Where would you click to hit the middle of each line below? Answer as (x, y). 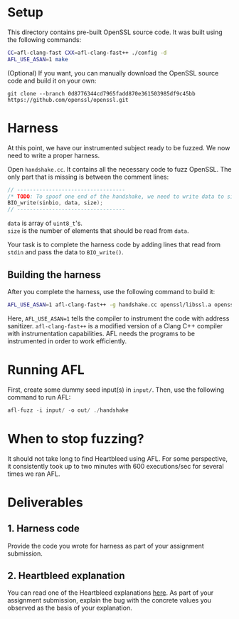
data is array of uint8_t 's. (45, 223)
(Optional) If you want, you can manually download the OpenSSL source (113, 73)
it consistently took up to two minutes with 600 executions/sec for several (116, 466)
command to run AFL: (39, 397)
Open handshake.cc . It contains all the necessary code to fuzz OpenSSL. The (119, 169)
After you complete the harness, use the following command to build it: (111, 291)
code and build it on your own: (52, 80)
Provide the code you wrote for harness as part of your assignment (106, 546)
